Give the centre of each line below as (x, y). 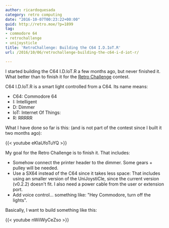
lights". (20, 200)
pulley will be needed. (35, 168)
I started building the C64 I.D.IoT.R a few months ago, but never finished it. (83, 71)
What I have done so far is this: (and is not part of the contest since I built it (83, 128)
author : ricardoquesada (30, 10)
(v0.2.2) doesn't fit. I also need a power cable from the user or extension (88, 184)
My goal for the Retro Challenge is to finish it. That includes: (68, 153)
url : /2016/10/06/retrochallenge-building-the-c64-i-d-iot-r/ (72, 52)
